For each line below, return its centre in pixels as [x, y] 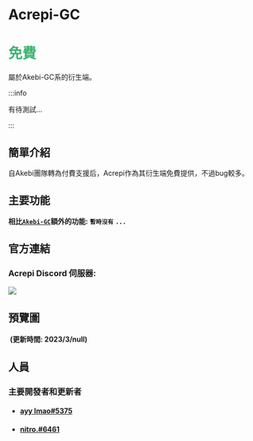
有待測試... [25, 110]
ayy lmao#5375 [46, 411]
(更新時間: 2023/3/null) [49, 339]
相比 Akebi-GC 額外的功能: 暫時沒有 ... [67, 221]
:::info [18, 93]
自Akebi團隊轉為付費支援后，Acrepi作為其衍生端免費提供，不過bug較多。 [128, 173]
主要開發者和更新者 [45, 392]
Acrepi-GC [45, 15]
